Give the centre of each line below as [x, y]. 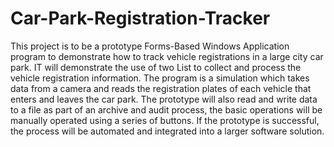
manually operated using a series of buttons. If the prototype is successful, [165, 120]
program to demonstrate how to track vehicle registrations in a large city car [167, 56]
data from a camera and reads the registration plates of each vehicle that [161, 88]
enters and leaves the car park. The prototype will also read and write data [164, 99]
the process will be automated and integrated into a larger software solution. [167, 131]
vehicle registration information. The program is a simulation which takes [160, 78]
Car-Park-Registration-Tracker [140, 18]
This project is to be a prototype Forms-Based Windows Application [150, 46]
